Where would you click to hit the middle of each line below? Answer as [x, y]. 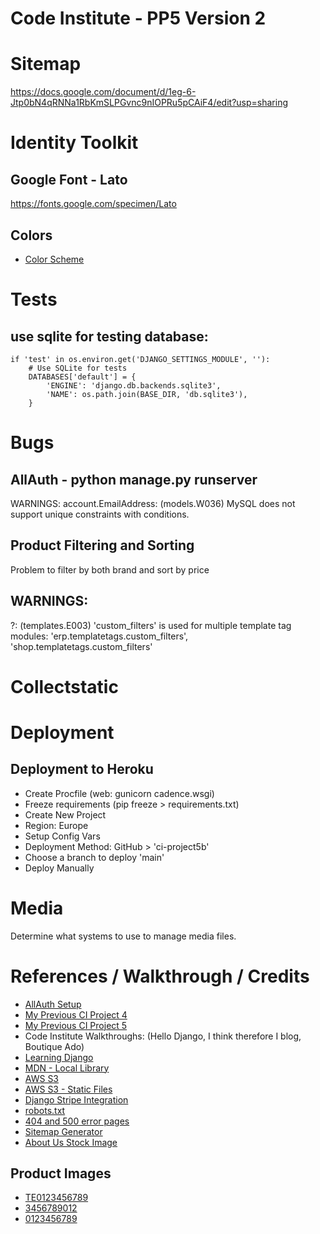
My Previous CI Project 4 [76, 1014]
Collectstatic [64, 686]
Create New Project [65, 814]
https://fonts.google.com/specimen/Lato [93, 204]
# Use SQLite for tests [78, 368]
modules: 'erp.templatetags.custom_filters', [99, 636]
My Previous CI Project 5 [76, 1025]
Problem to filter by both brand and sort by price [110, 569]
